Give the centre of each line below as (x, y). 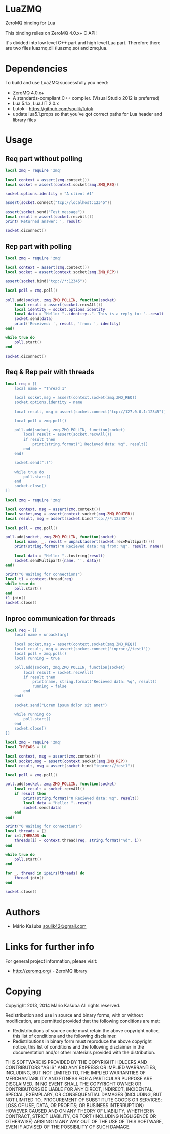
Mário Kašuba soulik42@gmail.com (50, 926)
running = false (49, 687)
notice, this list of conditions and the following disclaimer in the (78, 1046)
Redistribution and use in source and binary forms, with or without (74, 1015)
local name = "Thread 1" (40, 389)
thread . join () (29, 878)
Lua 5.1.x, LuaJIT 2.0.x (36, 103)
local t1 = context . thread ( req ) (39, 579)
